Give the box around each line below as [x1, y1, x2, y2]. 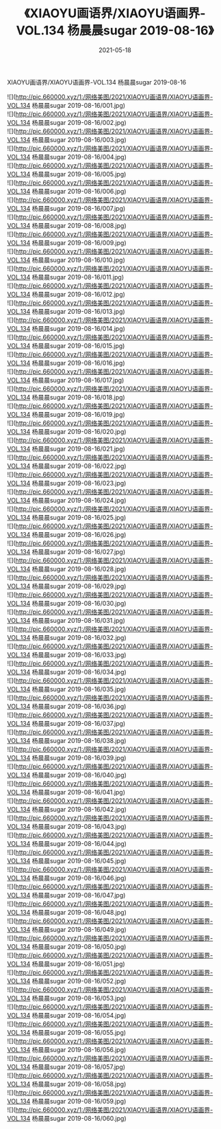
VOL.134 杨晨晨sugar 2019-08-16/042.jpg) [7, 805, 127, 813]
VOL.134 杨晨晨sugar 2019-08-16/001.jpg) [7, 101, 125, 109]
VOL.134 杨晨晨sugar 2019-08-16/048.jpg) [7, 908, 127, 916]
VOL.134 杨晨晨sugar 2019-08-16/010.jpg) [7, 255, 125, 264]
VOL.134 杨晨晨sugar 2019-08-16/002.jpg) [7, 118, 127, 126]
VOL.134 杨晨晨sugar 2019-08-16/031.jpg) [7, 616, 125, 624]
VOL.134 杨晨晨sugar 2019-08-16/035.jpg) [7, 685, 127, 693]
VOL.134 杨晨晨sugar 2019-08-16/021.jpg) [7, 444, 125, 453]
